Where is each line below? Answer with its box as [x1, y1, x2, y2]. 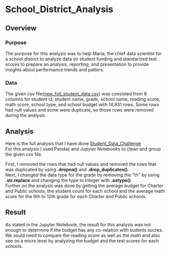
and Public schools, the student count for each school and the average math [5, 188, 165, 194]
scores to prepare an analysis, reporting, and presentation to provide [5, 61, 149, 67]
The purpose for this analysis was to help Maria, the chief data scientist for [5, 50, 162, 56]
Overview [5, 24, 37, 32]
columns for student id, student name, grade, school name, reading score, [5, 96, 161, 102]
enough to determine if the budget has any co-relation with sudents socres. [5, 227, 163, 233]
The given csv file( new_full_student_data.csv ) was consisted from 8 [5, 91, 147, 97]
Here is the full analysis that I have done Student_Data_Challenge [5, 140, 141, 147]
